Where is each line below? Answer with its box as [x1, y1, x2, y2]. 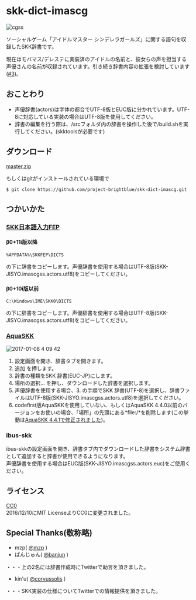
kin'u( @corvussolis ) [14, 575, 66, 582]
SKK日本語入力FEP [6, 223, 60, 231]
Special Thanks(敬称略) [6, 528, 92, 538]
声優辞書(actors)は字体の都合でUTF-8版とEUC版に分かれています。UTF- [14, 106, 190, 113]
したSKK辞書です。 [11, 43, 57, 50]
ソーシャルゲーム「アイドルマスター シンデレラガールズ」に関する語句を [6, 35, 181, 42]
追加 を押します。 [14, 364, 57, 371]
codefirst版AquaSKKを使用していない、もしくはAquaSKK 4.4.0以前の [14, 401, 183, 408]
